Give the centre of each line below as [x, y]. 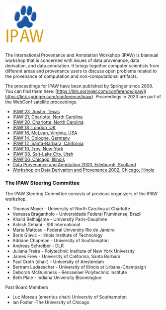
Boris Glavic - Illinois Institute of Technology [57, 235]
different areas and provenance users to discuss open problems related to [81, 71]
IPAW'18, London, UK [34, 128]
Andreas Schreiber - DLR [38, 246]
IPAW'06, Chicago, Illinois [39, 159]
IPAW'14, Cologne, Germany [41, 138]
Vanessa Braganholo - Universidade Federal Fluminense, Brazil [77, 214]
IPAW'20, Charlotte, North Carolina [48, 122]
